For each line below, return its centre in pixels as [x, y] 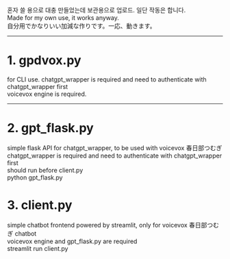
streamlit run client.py [38, 248]
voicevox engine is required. [47, 94]
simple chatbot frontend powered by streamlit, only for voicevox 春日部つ [110, 225]
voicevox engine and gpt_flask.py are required [72, 241]
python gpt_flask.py [35, 177]
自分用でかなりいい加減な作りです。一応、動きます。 [81, 26]
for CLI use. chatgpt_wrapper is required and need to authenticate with [107, 79]
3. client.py [40, 205]
